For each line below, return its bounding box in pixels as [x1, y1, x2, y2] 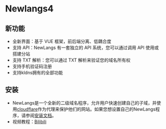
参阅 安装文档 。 [25, 112, 56, 118]
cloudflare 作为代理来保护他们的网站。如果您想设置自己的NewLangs [16, 106, 156, 112]
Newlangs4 [5, 3, 54, 14]
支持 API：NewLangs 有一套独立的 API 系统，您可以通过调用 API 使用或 [12, 44, 159, 50]
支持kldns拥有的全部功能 [12, 69, 63, 75]
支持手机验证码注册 [12, 63, 52, 69]
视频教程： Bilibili [12, 118, 46, 124]
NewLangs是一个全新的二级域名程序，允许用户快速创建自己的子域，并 [12, 99, 157, 105]
